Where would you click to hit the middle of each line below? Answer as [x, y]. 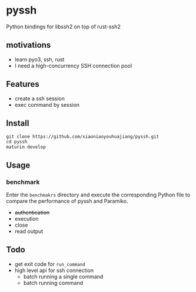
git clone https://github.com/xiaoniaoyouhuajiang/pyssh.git [83, 137]
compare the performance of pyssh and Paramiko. [67, 201]
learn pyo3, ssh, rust [39, 59]
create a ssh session [39, 99]
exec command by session [47, 104]
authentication [32, 212]
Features [23, 84]
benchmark [23, 182]
